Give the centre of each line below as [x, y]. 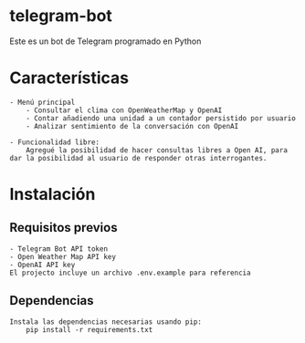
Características [69, 78]
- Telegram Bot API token [58, 249]
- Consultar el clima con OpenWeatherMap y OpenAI [124, 110]
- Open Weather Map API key [63, 256]
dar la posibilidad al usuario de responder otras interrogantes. [138, 158]
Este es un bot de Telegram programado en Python [105, 41]
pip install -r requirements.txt [89, 329]
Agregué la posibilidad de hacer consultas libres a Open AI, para [157, 150]
